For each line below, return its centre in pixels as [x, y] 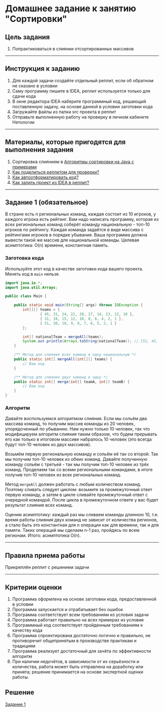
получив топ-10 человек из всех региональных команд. [63, 475]
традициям [24, 646]
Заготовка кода [24, 258]
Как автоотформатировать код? [45, 177]
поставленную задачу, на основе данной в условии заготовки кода [82, 106]
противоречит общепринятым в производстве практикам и [74, 641]
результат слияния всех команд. [39, 505]
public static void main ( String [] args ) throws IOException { [78, 305]
